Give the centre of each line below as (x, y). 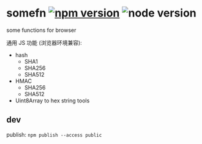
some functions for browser (41, 30)
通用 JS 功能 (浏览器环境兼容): (44, 42)
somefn (26, 13)
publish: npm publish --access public (54, 134)
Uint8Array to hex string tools (52, 100)
